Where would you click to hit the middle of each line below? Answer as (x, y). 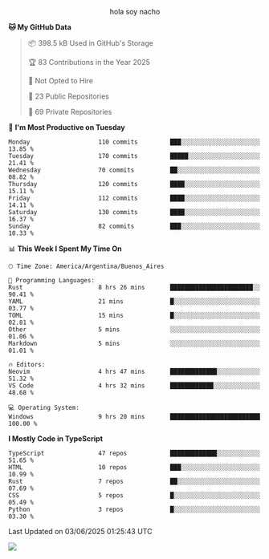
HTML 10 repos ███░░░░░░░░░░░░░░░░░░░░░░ (134, 468)
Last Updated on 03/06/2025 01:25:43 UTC (80, 531)
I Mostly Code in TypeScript (55, 439)
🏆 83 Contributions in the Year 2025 (89, 62)
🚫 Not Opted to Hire (61, 81)
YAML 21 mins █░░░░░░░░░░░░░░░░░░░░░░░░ (134, 302)
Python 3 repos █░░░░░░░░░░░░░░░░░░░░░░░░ (134, 509)
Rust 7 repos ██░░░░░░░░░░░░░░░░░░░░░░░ (134, 481)
